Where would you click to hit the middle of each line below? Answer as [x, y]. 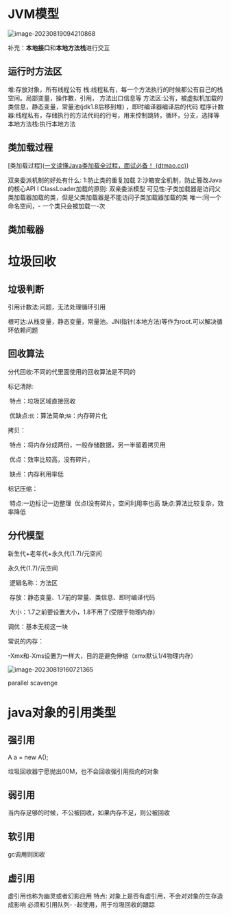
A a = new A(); [28, 757]
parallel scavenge [33, 683]
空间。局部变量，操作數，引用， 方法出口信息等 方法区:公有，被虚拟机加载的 [115, 98]
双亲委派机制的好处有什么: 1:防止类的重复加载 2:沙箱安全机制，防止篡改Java [115, 180]
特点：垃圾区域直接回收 [42, 401]
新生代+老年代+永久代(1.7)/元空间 [55, 553]
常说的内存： [26, 641]
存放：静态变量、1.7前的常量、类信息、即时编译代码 [82, 597]
